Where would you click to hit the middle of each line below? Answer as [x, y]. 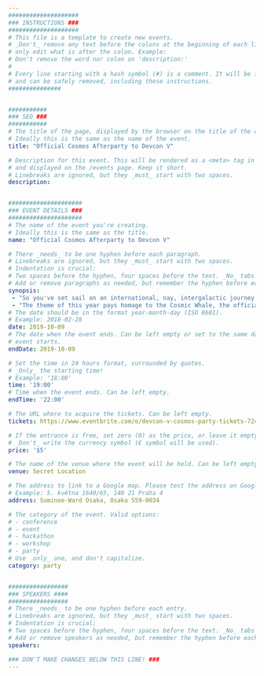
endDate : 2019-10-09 [42, 349]
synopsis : [24, 290]
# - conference [33, 522]
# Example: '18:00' [40, 378]
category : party [35, 566]
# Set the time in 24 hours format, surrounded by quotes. [107, 363]
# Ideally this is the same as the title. [79, 233]
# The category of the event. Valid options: [84, 514]
